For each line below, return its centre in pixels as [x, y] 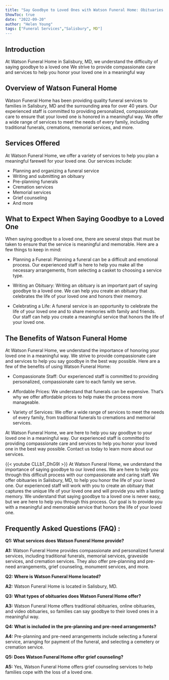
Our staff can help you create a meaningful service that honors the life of [88, 317]
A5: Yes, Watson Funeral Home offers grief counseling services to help [79, 667]
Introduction [25, 49]
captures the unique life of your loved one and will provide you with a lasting [84, 491]
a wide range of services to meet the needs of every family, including [77, 122]
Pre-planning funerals [35, 181]
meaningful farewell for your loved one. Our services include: [69, 161]
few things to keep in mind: [33, 250]
